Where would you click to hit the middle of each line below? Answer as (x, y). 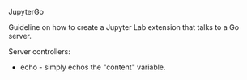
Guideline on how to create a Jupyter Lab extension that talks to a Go (124, 27)
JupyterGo (26, 12)
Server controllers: (39, 51)
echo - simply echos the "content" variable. (93, 67)
